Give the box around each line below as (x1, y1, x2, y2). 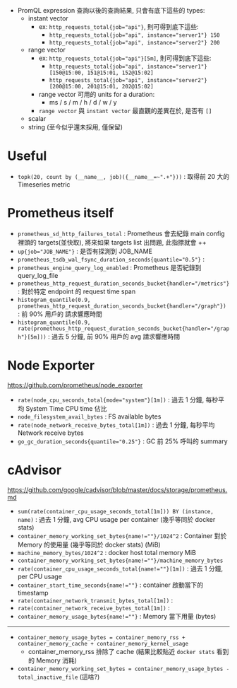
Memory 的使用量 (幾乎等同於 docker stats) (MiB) (17, 540, 161, 549)
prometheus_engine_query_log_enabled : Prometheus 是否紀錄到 (17, 263, 202, 272)
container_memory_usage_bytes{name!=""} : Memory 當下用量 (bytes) (17, 612, 217, 620)
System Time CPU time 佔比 (25, 404, 107, 412)
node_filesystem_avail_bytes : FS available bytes (17, 412, 162, 421)
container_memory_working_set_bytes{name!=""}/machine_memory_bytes (17, 557, 224, 564)
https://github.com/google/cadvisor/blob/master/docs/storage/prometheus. (7, 485, 228, 494)
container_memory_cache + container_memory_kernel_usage (17, 640, 189, 647)
